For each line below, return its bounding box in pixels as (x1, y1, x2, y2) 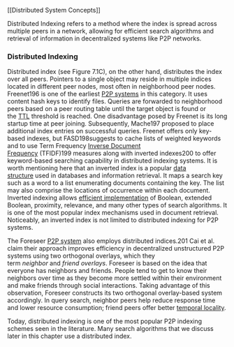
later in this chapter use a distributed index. (7, 332, 132, 341)
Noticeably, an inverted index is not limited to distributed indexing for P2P (7, 216, 219, 224)
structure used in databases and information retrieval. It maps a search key (7, 171, 224, 180)
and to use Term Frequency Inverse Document (7, 142, 141, 150)
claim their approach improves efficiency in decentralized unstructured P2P (7, 244, 225, 253)
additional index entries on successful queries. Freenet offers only (7, 127, 198, 135)
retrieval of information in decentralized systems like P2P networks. (7, 34, 202, 43)
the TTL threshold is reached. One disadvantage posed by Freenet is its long (7, 112, 228, 121)
